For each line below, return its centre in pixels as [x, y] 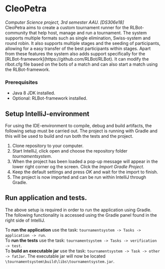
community [16, 33]
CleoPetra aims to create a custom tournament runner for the [67, 27]
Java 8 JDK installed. [34, 93]
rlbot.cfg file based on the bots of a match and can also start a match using [82, 64]
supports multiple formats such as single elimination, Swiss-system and [78, 38]
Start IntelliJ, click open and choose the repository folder [70, 151]
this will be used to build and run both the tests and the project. [69, 136]
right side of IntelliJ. [25, 220]
